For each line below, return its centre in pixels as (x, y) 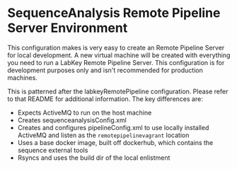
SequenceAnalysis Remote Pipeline (114, 13)
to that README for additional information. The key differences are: (105, 99)
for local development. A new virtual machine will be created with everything (119, 55)
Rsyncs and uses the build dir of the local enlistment (94, 158)
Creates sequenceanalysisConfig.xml (72, 120)
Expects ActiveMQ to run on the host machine (85, 112)
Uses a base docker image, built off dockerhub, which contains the (115, 142)
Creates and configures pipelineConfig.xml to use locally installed (113, 127)
